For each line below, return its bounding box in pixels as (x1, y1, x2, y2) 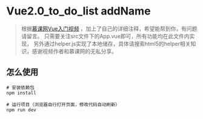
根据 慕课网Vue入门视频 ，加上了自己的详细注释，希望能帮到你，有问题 (21, 25, 198, 32)
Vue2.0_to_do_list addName (6, 4, 151, 18)
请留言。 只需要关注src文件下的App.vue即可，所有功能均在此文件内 (21, 32, 190, 40)
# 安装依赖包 (6, 85, 35, 91)
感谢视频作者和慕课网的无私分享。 (32, 47, 117, 55)
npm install (6, 89, 36, 96)
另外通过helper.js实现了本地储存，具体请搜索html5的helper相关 (33, 40, 191, 47)
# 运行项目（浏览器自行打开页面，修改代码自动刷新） (6, 101, 120, 108)
